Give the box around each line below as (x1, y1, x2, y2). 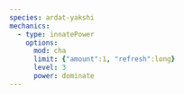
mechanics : (9, 21, 51, 30)
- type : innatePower (17, 30, 95, 38)
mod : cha (32, 47, 67, 56)
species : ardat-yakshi (9, 13, 95, 22)
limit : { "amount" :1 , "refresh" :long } (32, 55, 176, 64)
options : (25, 38, 59, 47)
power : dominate (32, 72, 95, 81)
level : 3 (32, 64, 67, 73)
